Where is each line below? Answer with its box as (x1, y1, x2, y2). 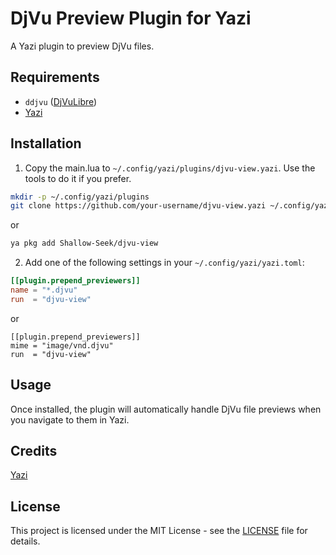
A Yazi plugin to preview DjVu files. (10, 40, 155, 52)
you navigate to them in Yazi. (10, 413, 130, 426)
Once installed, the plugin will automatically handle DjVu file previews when (10, 403, 322, 415)
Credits (10, 443, 58, 460)
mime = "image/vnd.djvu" (10, 340, 114, 351)
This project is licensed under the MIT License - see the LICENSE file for (10, 525, 308, 537)
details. (10, 535, 41, 547)
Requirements (10, 69, 100, 86)
